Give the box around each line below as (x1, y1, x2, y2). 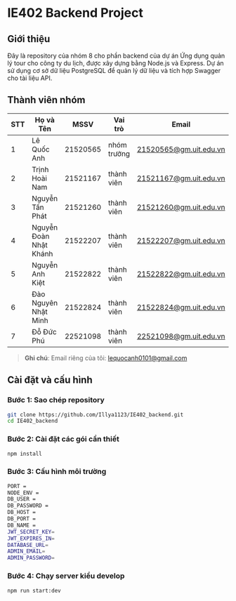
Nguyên (31, 298, 58, 308)
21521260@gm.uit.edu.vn (136, 202, 225, 212)
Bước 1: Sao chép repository (7, 395, 105, 405)
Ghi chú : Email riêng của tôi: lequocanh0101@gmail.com (24, 353, 188, 362)
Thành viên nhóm (7, 94, 86, 106)
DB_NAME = (7, 522, 37, 529)
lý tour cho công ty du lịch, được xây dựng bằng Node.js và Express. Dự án (7, 59, 224, 67)
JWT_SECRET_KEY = (7, 528, 55, 535)
